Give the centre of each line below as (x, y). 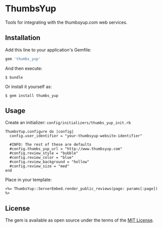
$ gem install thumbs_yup (32, 95)
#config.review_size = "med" (40, 166)
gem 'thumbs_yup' (23, 59)
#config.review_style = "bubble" (44, 153)
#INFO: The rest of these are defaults (51, 145)
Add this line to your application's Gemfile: (48, 49)
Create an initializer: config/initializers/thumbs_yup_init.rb (68, 123)
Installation (23, 38)
